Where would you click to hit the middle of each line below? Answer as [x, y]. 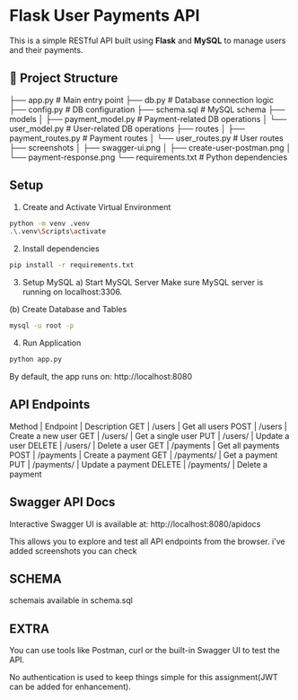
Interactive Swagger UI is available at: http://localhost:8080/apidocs [135, 524]
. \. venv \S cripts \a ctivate [57, 232]
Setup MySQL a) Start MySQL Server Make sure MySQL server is [143, 283]
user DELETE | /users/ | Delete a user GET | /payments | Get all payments [145, 445]
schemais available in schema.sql [71, 600]
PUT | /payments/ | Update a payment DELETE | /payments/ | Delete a [138, 464]
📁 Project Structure [64, 79]
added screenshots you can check [73, 551]
